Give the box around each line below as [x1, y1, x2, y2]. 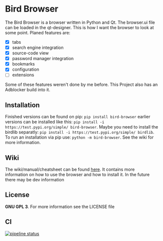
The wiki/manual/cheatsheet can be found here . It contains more [5, 166, 135, 172]
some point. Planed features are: [5, 30, 71, 35]
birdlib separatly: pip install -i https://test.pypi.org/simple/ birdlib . [5, 129, 155, 135]
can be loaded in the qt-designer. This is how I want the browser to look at [5, 24, 154, 30]
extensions [12, 72, 35, 78]
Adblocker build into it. [5, 87, 50, 93]
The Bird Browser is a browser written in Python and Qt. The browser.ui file [5, 19, 155, 25]
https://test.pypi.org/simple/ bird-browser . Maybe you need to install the [5, 124, 158, 130]
